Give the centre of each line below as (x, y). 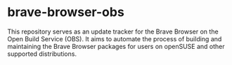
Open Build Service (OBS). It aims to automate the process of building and (115, 38)
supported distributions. (42, 54)
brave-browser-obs (66, 12)
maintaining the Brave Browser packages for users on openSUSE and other (116, 46)
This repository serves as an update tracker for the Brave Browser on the (113, 31)
